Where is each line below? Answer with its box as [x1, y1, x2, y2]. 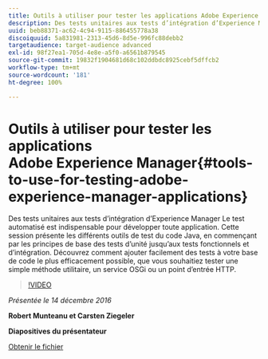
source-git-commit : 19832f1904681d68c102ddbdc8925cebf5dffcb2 [8, 57, 219, 65]
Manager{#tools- [136, 153, 254, 172]
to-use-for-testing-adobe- [8, 171, 189, 188]
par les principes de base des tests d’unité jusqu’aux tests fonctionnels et [8, 239, 250, 249]
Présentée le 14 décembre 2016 [8, 296, 112, 306]
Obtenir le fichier [8, 342, 64, 352]
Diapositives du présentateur [8, 326, 107, 336]
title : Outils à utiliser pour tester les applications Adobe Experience [8, 11, 259, 20]
